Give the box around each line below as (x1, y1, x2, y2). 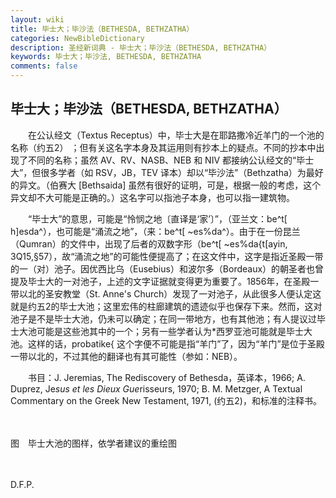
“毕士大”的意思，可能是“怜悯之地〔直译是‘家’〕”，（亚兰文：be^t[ (27, 212, 288, 225)
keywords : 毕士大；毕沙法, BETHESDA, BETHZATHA (10, 52, 202, 62)
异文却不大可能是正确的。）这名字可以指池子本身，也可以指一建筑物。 (10, 191, 295, 203)
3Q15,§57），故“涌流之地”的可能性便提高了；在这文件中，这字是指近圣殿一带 (10, 250, 324, 262)
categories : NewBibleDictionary (10, 33, 145, 43)
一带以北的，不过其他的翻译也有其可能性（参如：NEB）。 (10, 350, 243, 362)
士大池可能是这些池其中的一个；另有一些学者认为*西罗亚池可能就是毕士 (10, 325, 305, 337)
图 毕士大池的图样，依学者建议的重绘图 (10, 437, 177, 449)
